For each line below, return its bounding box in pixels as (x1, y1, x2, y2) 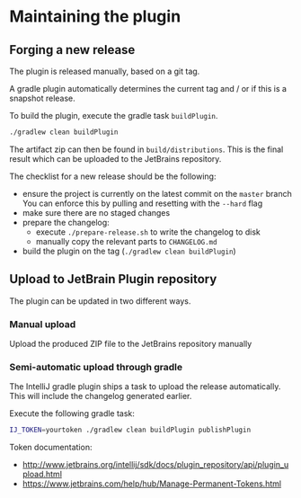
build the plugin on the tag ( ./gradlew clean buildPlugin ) (22, 245, 236, 256)
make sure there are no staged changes (22, 207, 171, 218)
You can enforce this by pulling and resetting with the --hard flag (22, 198, 263, 209)
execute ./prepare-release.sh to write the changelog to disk (35, 227, 261, 237)
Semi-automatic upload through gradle (9, 360, 183, 373)
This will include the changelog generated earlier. (9, 391, 192, 402)
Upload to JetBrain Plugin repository (9, 271, 217, 287)
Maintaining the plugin (9, 6, 181, 27)
